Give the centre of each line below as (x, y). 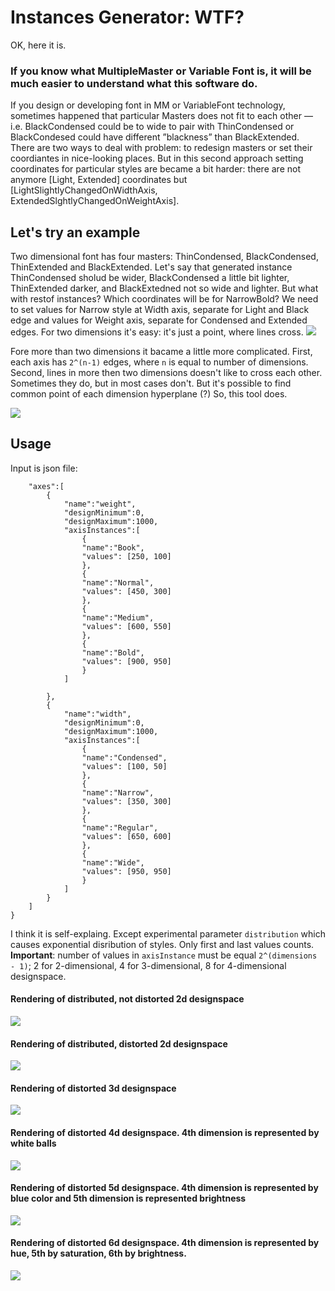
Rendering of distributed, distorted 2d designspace (119, 1043)
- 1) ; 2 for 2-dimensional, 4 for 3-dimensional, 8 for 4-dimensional (148, 965)
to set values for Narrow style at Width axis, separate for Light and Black (160, 310)
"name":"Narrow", (118, 792)
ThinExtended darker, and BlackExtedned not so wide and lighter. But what (164, 288)
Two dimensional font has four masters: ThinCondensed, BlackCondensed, (164, 257)
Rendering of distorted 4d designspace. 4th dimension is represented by (165, 1133)
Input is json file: (44, 468)
